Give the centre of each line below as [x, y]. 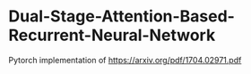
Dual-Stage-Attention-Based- [121, 16]
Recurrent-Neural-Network [112, 35]
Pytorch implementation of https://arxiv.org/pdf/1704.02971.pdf [125, 60]
